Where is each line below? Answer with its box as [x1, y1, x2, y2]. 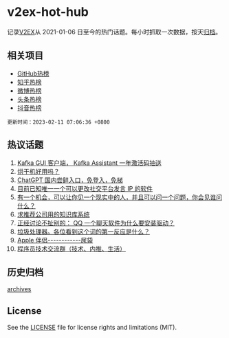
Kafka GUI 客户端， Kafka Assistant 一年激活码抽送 [17, 159, 162, 167]
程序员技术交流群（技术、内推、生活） [17, 245, 126, 253]
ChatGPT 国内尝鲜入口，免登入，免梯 [17, 176, 124, 184]
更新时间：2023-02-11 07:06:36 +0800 [7, 118, 110, 126]
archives [7, 285, 32, 293]
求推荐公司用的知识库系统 [17, 210, 90, 218]
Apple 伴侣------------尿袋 [17, 236, 94, 244]
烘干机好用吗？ [17, 167, 60, 175]
